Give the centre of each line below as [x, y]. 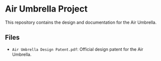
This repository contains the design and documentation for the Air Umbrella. [81, 22]
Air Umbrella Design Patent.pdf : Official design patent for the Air [78, 49]
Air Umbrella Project [46, 9]
